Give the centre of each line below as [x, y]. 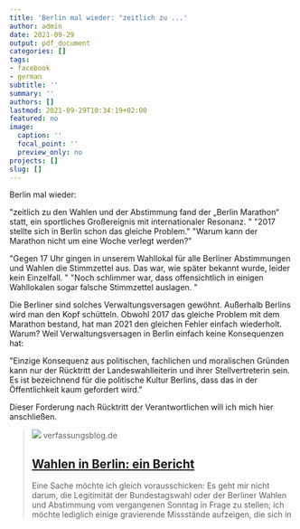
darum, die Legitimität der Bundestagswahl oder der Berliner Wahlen [159, 496]
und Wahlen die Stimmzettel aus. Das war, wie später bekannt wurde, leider [150, 269]
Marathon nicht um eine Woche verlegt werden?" [101, 241]
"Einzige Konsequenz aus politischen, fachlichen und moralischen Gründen [150, 361]
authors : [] [32, 102]
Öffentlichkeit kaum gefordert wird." [76, 390]
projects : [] [34, 161]
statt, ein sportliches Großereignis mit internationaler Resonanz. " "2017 [142, 222]
